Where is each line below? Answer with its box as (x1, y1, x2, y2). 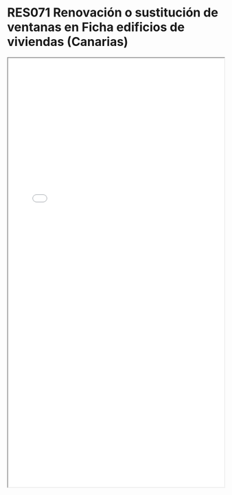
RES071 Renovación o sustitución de (7, 5, 218, 21)
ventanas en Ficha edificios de (7, 19, 185, 35)
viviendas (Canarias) (7, 34, 128, 49)
